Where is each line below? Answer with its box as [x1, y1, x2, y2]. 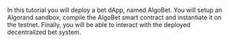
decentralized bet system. [7, 28, 82, 36]
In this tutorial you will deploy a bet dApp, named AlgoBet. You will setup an [7, 6, 223, 14]
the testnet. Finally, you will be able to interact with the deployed [7, 21, 191, 28]
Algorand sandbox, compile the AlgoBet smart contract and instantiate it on [7, 13, 222, 21]
